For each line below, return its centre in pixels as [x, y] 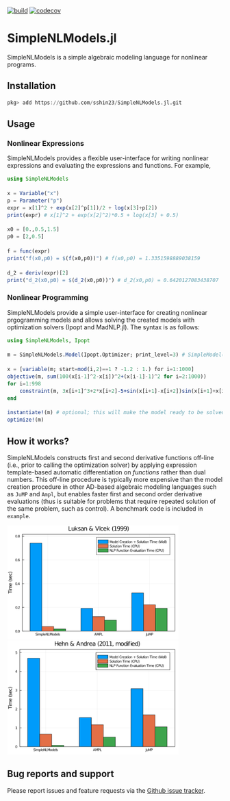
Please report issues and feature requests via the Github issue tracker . [106, 790]
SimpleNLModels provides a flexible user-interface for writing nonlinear [108, 158]
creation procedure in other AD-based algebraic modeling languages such [112, 487]
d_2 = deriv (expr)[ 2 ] [38, 273]
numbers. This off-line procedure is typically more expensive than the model [115, 480]
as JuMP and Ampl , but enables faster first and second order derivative [105, 494]
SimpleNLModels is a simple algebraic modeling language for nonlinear [107, 57]
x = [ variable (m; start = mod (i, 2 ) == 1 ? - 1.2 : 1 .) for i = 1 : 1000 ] [101, 370]
